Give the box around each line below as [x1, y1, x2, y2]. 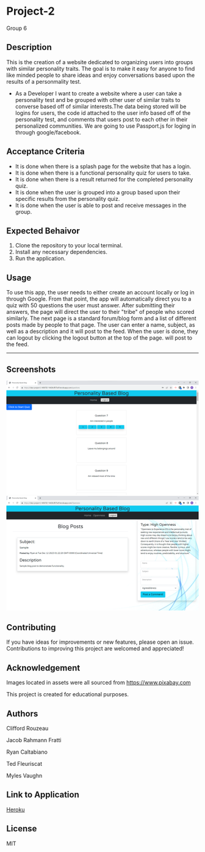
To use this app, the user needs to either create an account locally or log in [6, 289, 195, 296]
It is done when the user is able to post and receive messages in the [15, 202, 187, 209]
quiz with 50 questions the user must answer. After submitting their [6, 302, 175, 309]
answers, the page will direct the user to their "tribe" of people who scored [6, 308, 195, 316]
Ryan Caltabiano [6, 748, 48, 756]
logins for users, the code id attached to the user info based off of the [15, 109, 191, 117]
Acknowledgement [6, 663, 81, 673]
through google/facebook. [15, 128, 81, 136]
